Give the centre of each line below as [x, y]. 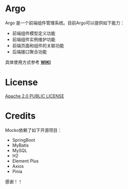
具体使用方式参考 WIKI [28, 62]
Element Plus [25, 161]
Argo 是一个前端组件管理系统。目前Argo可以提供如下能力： [65, 23]
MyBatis [20, 145]
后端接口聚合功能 [29, 52]
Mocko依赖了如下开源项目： [34, 130]
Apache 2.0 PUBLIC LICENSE [35, 96]
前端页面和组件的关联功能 [38, 45]
